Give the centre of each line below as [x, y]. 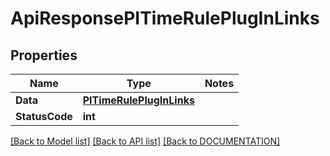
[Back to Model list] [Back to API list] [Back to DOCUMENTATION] [145, 141]
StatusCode [44, 116]
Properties [44, 55]
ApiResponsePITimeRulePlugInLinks [165, 18]
